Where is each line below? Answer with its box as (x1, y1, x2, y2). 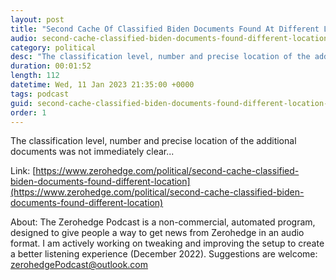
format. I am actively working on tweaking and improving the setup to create (10, 237, 325, 250)
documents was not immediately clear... (10, 146, 175, 158)
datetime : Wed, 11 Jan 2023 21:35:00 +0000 (10, 80, 195, 90)
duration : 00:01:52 (10, 61, 92, 71)
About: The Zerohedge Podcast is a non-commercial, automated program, (10, 216, 316, 228)
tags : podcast (10, 89, 70, 99)
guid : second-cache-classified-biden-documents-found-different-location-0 (10, 98, 333, 108)
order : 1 (10, 107, 47, 118)
